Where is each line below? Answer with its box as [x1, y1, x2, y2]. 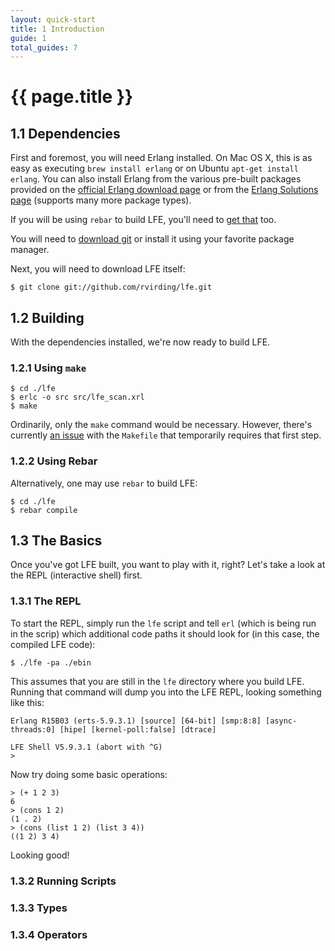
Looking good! [10, 849, 70, 861]
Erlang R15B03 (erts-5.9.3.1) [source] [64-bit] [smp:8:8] [10, 716, 262, 726]
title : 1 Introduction [10, 24, 105, 34]
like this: [10, 696, 45, 708]
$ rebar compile [10, 505, 78, 515]
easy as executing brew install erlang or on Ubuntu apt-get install [10, 162, 299, 175]
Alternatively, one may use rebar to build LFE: [10, 477, 198, 489]
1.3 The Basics [10, 532, 103, 550]
